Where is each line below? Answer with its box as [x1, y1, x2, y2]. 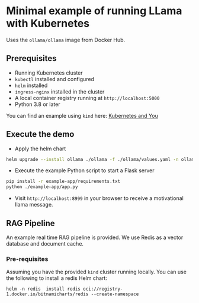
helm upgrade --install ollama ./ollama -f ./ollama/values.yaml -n [6, 156, 179, 162]
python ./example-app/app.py [6, 184, 78, 190]
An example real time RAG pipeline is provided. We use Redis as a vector [6, 234, 184, 241]
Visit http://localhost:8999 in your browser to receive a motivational [14, 195, 184, 202]
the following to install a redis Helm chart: [6, 275, 108, 282]
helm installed [14, 82, 48, 89]
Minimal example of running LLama [6, 4, 182, 18]
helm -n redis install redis [6, 286, 81, 292]
